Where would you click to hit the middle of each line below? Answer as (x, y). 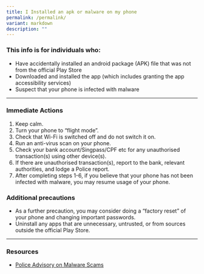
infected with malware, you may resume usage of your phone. (93, 182)
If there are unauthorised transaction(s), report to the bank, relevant (100, 162)
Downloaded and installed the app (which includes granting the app (100, 76)
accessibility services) (43, 83)
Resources (22, 252)
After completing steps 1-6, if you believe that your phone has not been (104, 175)
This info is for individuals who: (54, 50)
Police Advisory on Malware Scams (59, 265)
